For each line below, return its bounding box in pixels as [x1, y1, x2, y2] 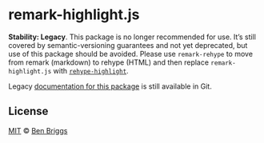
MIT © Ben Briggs [8, 125, 68, 135]
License [8, 105, 49, 118]
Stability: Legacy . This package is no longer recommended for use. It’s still [8, 32, 256, 42]
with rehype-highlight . [53, 66, 130, 75]
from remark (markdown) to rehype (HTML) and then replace [8, 58, 210, 67]
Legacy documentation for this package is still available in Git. [8, 81, 212, 91]
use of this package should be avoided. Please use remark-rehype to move [8, 49, 254, 58]
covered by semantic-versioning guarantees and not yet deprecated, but [8, 40, 248, 50]
